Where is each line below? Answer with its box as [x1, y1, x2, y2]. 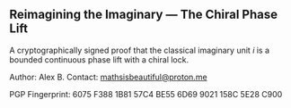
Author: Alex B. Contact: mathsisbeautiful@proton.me [9, 71, 208, 82]
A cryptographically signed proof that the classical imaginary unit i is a [9, 45, 270, 55]
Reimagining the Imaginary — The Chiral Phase [9, 7, 278, 22]
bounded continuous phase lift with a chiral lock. [9, 54, 190, 65]
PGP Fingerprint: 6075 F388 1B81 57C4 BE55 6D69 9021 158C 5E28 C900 [9, 88, 283, 99]
